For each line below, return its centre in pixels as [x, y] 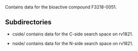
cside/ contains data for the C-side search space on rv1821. [73, 34]
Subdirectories [28, 22]
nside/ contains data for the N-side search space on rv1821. [73, 43]
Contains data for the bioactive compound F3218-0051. [61, 7]
